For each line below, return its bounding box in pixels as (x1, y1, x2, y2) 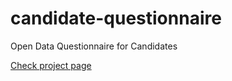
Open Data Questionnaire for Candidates (10, 40, 178, 52)
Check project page (10, 59, 92, 71)
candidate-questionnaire (10, 7, 222, 30)
